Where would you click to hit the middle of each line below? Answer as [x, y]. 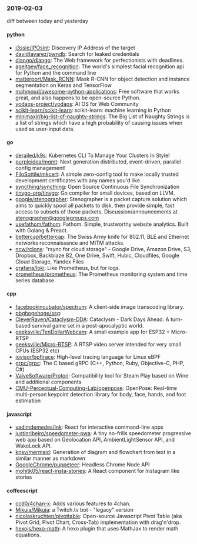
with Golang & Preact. [41, 230]
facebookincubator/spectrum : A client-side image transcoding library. [100, 306]
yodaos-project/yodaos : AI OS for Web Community [77, 104]
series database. [35, 280]
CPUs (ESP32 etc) [37, 351]
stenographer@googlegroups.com [57, 218]
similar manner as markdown [50, 458]
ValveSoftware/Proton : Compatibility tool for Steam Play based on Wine [102, 375]
